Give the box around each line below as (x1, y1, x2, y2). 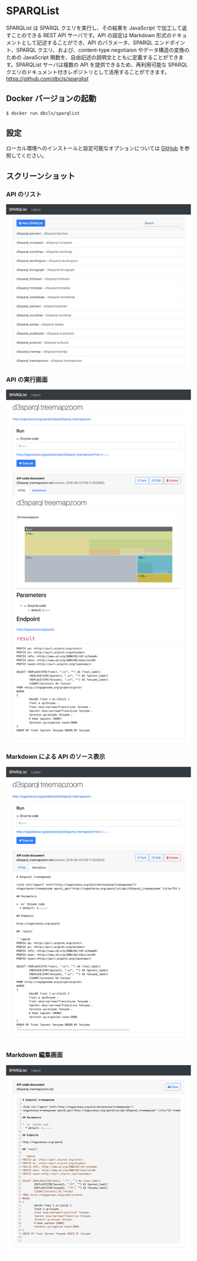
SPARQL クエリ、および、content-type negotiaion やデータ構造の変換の (16, 46, 189, 54)
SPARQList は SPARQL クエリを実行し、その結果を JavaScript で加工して (6, 24, 182, 31)
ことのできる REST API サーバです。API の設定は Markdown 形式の (11, 31, 172, 39)
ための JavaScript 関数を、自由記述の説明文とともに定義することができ (6, 54, 179, 61)
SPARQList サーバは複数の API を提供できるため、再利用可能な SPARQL (15, 61, 189, 68)
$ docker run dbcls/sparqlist (6, 110, 80, 116)
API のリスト (6, 190, 42, 198)
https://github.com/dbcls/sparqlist (6, 75, 89, 82)
